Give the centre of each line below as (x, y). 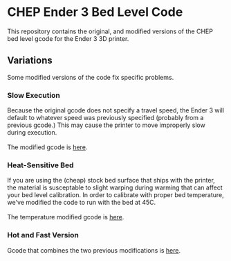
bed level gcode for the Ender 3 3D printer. (68, 38)
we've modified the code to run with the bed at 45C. (82, 203)
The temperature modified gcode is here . (66, 217)
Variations (30, 61)
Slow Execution (34, 95)
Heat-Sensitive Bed (40, 165)
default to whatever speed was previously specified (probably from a (105, 118)
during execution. (32, 133)
